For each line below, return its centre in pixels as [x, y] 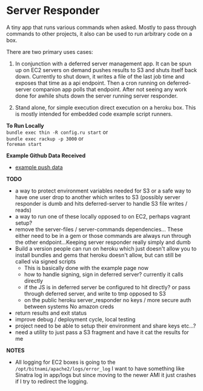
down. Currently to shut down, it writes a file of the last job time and [100, 76]
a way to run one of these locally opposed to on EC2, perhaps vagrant [103, 216]
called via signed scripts [45, 261]
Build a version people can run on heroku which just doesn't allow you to [106, 248]
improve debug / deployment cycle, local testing [75, 319]
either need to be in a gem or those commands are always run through [103, 235]
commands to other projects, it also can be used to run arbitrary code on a [99, 33]
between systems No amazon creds [69, 306]
